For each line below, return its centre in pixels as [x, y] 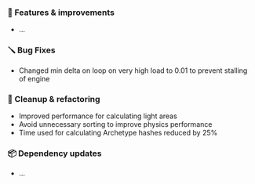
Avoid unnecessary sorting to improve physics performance [115, 124]
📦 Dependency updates [55, 153]
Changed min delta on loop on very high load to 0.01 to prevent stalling [133, 70]
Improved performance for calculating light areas [98, 116]
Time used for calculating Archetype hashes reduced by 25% [118, 132]
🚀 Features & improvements [61, 13]
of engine [34, 78]
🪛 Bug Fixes [31, 50]
